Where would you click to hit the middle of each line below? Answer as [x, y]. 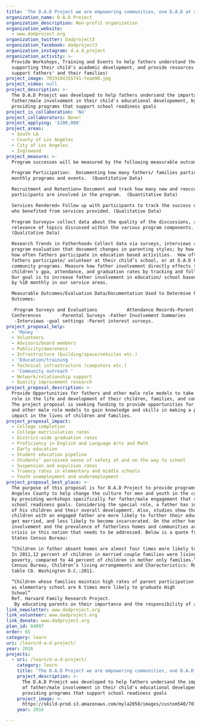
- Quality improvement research [52, 382]
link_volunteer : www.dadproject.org [52, 615]
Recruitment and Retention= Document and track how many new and [95, 189]
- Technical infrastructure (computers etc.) [69, 366]
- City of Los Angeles [40, 145]
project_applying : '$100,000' [44, 123]
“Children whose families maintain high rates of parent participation [103, 582]
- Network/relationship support [52, 377]
